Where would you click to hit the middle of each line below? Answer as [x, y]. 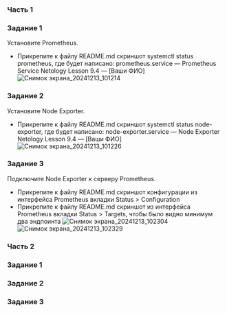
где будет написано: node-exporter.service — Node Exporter [132, 131]
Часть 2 [21, 246]
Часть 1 [20, 10]
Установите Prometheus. [43, 43]
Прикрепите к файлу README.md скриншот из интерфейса [104, 207]
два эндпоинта [39, 221]
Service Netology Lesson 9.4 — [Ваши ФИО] [81, 71]
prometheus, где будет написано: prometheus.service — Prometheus [117, 64]
